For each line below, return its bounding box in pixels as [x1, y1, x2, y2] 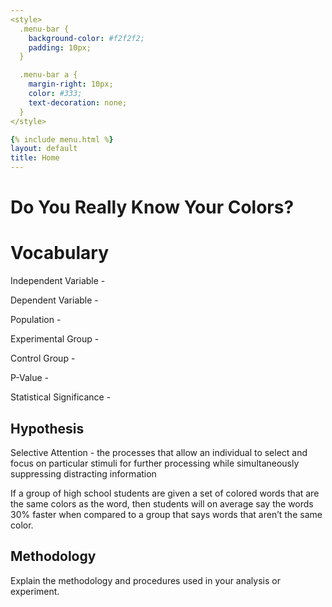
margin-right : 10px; [28, 79, 114, 90]
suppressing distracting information [10, 467, 157, 480]
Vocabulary [10, 242, 109, 265]
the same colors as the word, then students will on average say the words [10, 497, 314, 510]
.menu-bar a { [19, 70, 78, 80]
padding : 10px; [28, 42, 92, 53]
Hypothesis [10, 420, 85, 437]
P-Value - [10, 372, 50, 384]
